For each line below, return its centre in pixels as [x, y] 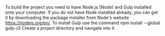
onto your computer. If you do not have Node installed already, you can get [82, 12]
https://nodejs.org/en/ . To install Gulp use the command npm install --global [82, 23]
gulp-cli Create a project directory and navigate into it [60, 28]
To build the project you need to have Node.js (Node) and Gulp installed [78, 7]
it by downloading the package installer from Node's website [67, 18]
